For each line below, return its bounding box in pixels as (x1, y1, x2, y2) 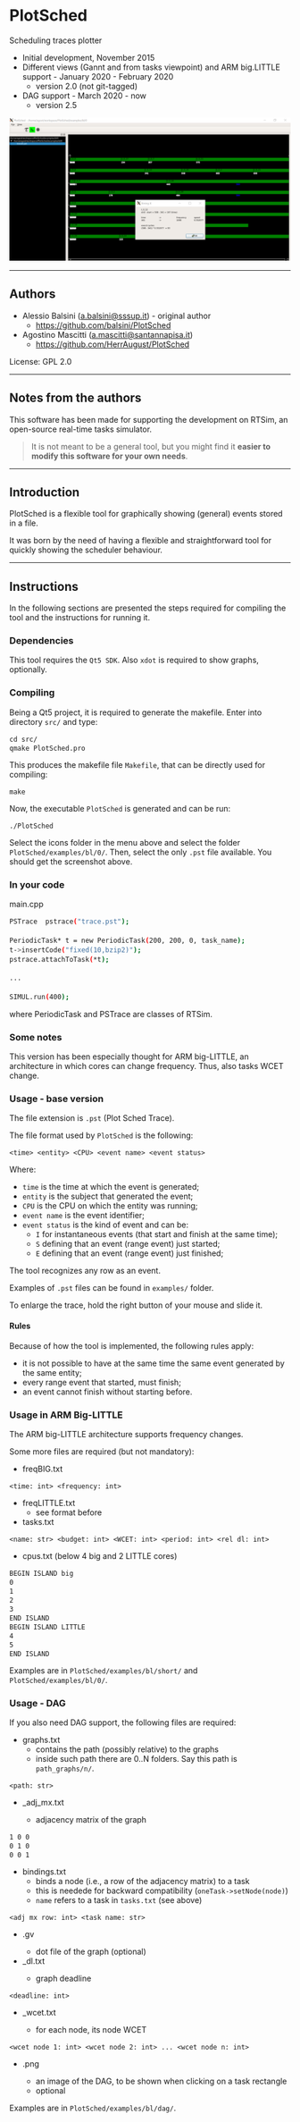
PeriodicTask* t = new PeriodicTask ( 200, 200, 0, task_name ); (9, 936, 246, 945)
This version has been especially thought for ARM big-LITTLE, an (9, 1051, 249, 1062)
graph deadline (35, 1973, 92, 1984)
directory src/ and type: (9, 716, 98, 727)
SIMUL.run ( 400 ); (9, 993, 70, 1002)
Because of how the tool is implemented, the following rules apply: (9, 1340, 254, 1351)
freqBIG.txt (21, 1463, 63, 1474)
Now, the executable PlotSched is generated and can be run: (9, 803, 231, 813)
